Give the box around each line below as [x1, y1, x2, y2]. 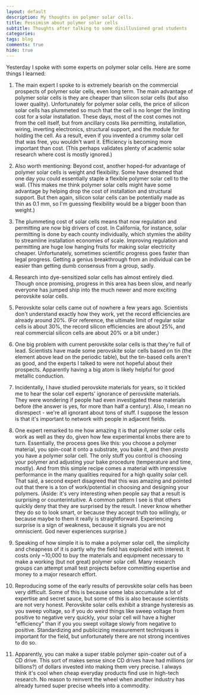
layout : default [6, 8, 46, 15]
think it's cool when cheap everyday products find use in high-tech [14, 669, 179, 677]
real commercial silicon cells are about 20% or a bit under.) [14, 329, 159, 336]
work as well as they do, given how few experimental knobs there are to [14, 433, 191, 440]
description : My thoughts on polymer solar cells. [6, 14, 134, 20]
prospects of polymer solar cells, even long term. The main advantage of [14, 87, 193, 95]
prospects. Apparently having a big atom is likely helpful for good [14, 366, 175, 373]
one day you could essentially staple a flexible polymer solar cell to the [14, 174, 188, 182]
